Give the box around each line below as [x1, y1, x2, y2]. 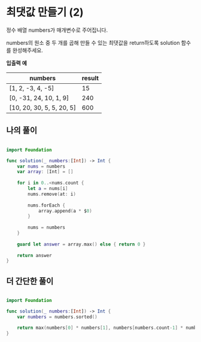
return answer [17, 252, 52, 258]
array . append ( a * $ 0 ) [38, 208, 93, 214]
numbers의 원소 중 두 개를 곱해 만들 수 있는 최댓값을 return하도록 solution [6, 39, 180, 46]
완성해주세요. [12, 46, 44, 54]
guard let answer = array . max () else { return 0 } [17, 241, 146, 247]
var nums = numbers [17, 163, 66, 170]
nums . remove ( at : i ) [28, 191, 77, 197]
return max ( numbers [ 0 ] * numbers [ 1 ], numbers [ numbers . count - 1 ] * [17, 325, 184, 331]
